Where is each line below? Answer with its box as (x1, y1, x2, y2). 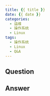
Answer (5, 84, 30, 93)
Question (5, 67, 34, 76)
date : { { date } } (5, 12, 41, 17)
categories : (5, 16, 30, 21)
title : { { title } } (5, 7, 46, 12)
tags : (5, 35, 16, 40)
